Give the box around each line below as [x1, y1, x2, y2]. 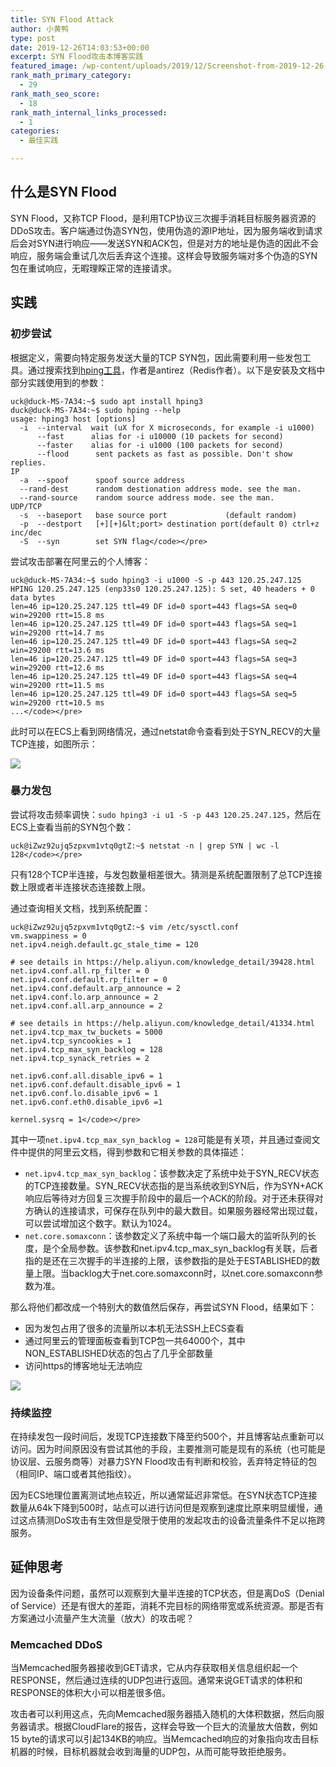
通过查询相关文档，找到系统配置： [10, 902, 151, 914]
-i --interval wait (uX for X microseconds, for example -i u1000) [19, 422, 315, 433]
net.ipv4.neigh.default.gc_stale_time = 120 [10, 939, 199, 950]
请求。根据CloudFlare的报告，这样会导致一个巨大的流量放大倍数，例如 [27, 1721, 318, 1733]
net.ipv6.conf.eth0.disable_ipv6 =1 [10, 1097, 163, 1107]
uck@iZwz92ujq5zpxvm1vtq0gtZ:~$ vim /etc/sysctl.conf [10, 922, 240, 932]
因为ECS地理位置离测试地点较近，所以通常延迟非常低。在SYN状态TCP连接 [10, 1489, 318, 1501]
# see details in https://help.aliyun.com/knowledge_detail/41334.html [10, 1018, 315, 1028]
